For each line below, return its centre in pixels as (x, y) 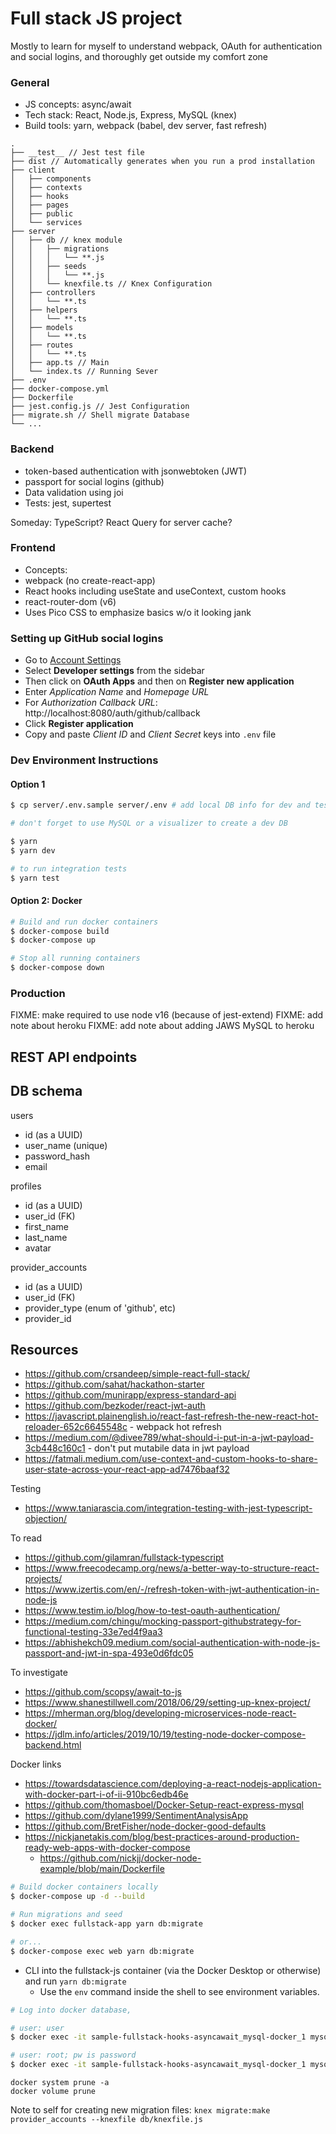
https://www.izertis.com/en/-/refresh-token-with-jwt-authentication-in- (172, 1589)
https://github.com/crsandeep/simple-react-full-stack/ (137, 1374)
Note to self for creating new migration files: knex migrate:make (140, 2110)
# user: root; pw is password (73, 2055)
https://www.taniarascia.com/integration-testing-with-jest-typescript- (168, 1508)
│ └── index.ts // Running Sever (84, 372)
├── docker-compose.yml (60, 389)
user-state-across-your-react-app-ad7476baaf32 (127, 1469)
